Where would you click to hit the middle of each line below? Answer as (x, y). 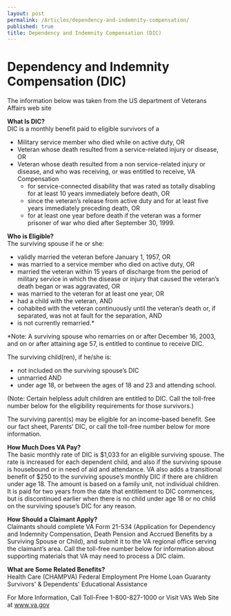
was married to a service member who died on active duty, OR (106, 264)
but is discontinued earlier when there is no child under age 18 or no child (111, 499)
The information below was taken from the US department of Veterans (107, 101)
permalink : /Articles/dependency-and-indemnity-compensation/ (98, 20)
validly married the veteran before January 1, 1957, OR (94, 257)
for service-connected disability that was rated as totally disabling (121, 186)
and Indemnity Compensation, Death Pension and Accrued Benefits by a (110, 534)
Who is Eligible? (30, 236)
